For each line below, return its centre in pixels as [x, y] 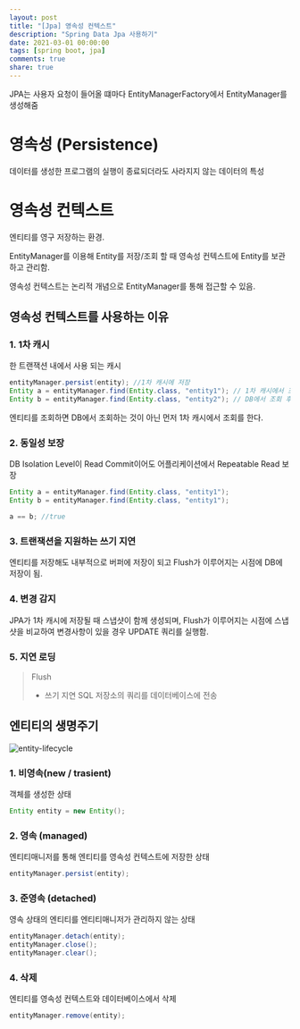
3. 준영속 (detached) [53, 898]
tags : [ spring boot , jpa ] [57, 51]
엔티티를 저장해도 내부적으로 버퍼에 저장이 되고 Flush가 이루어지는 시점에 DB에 [146, 562]
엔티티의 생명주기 [54, 726]
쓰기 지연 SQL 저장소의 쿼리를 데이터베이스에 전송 [131, 695]
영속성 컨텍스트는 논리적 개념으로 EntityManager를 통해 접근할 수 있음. [133, 286]
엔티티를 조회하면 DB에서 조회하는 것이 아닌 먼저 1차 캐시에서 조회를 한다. [136, 418]
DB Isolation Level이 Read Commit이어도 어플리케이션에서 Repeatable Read [145, 464]
